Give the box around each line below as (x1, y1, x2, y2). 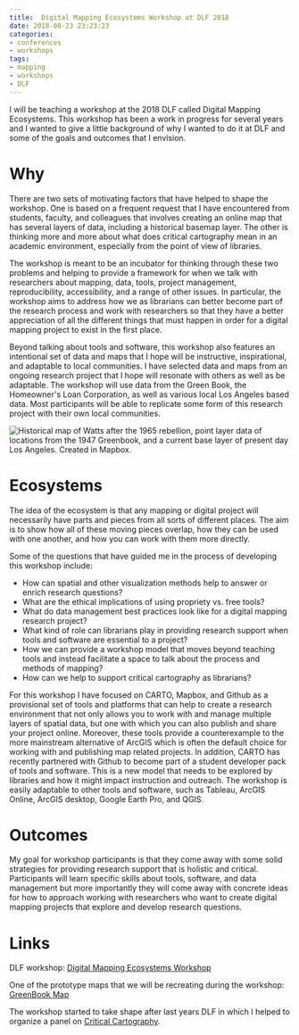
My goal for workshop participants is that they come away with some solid (9, 854, 283, 865)
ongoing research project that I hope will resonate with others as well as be (9, 369, 286, 380)
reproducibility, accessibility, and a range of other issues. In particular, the (9, 286, 281, 297)
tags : (9, 54, 29, 63)
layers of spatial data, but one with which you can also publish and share (9, 717, 277, 728)
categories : (9, 29, 54, 38)
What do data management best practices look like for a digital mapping (21, 606, 287, 617)
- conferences (9, 37, 62, 47)
